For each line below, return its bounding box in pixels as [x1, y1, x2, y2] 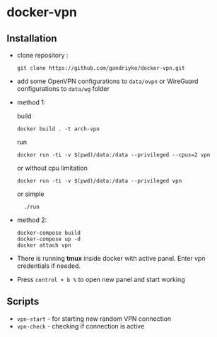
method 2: [16, 216, 47, 224]
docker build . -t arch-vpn [16, 125, 100, 133]
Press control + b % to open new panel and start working [16, 276, 185, 283]
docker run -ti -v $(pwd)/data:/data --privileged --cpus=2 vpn [16, 152, 211, 159]
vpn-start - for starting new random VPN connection [16, 314, 172, 323]
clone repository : [16, 51, 69, 59]
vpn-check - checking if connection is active [16, 321, 145, 330]
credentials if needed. [16, 262, 81, 270]
